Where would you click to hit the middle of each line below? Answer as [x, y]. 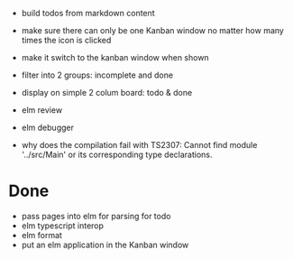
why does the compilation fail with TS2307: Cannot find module [139, 145]
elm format [41, 235]
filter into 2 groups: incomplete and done [97, 75]
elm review [42, 110]
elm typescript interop [63, 226]
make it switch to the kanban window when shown [115, 57]
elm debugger [47, 127]
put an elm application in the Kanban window [105, 245]
